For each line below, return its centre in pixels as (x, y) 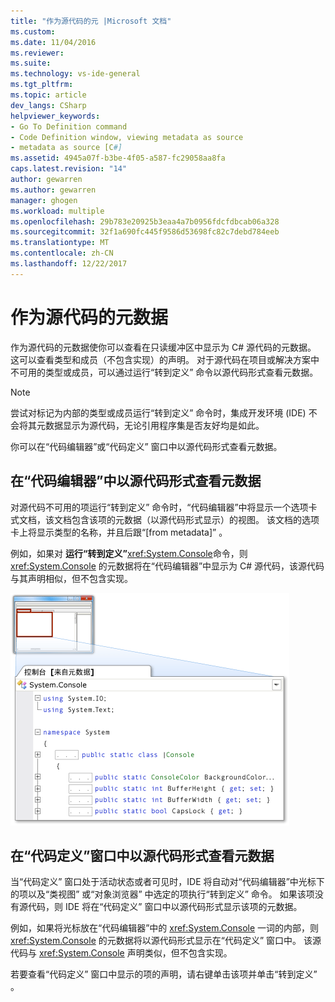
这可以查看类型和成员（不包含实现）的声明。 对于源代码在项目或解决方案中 (165, 359)
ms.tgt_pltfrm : (42, 85)
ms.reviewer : (37, 53)
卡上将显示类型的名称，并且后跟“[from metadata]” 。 (119, 532)
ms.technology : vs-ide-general (75, 74)
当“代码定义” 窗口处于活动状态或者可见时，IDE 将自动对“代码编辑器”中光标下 (167, 882)
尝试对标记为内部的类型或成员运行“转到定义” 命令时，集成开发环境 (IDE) (158, 412)
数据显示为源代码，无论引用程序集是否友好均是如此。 (154, 425)
